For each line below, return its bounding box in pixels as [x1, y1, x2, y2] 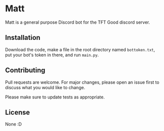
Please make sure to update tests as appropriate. [5, 94, 105, 100]
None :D [5, 121, 22, 127]
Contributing [5, 66, 45, 74]
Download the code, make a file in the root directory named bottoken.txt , [5, 46, 155, 52]
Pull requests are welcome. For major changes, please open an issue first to [5, 79, 160, 85]
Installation [5, 33, 41, 42]
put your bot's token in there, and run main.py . [5, 52, 99, 58]
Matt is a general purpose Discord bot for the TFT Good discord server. [5, 19, 150, 25]
